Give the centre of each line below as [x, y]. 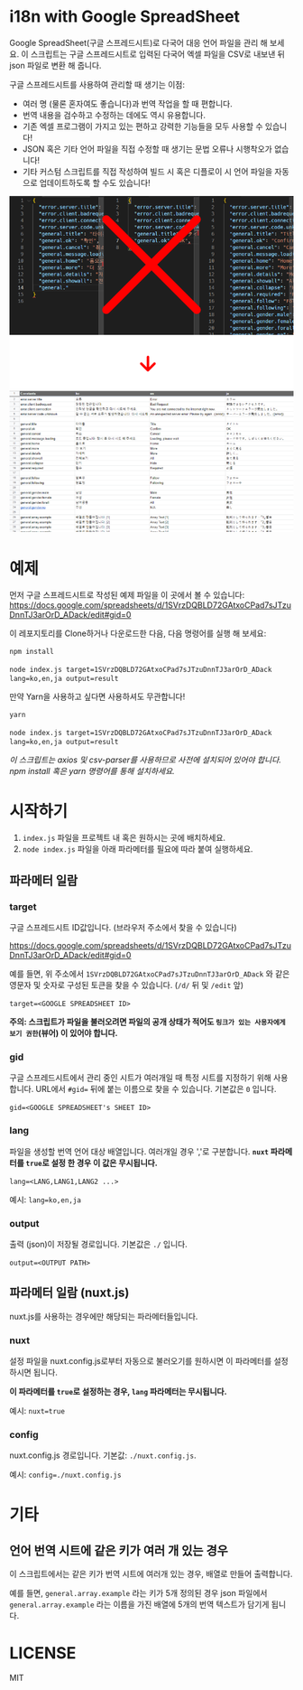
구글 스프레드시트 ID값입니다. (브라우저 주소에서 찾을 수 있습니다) [123, 928]
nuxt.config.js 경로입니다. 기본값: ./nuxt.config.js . [103, 1455]
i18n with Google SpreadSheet [125, 17]
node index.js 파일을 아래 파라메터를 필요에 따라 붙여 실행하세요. [138, 849]
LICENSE [43, 1653]
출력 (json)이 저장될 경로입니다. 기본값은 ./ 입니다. [98, 1244]
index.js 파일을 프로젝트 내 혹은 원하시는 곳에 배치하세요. [124, 838]
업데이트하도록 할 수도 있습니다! [95, 182]
